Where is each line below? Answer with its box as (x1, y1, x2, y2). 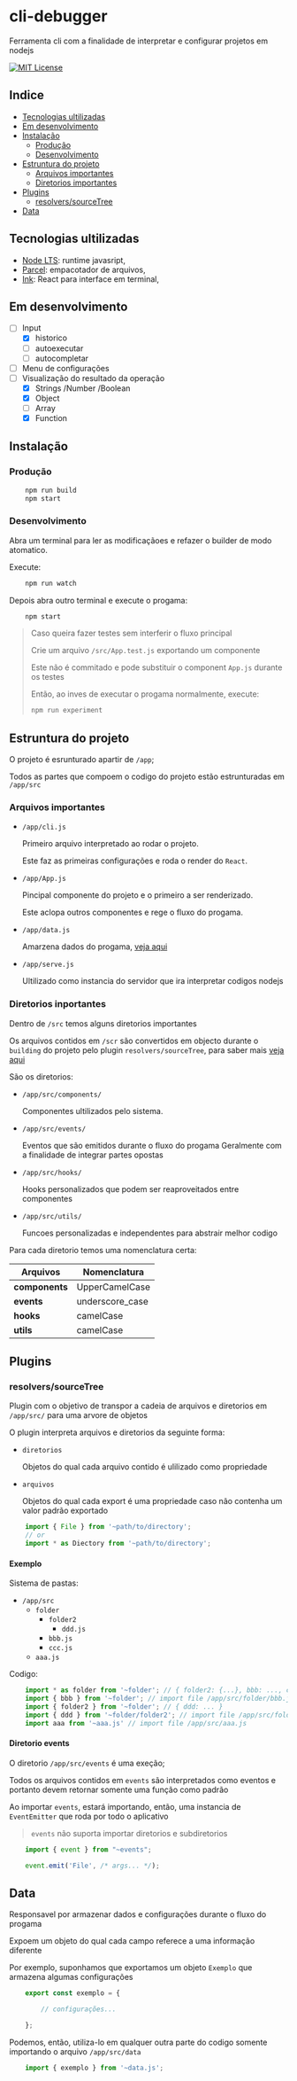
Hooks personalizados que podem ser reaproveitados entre (21, 1183, 240, 1194)
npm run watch (25, 579, 77, 588)
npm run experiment (30, 706, 103, 715)
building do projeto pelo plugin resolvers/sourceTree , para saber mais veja (9, 1044, 285, 1056)
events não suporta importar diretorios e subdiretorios (30, 1828, 228, 1838)
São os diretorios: (9, 1071, 73, 1082)
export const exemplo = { (25, 1989, 121, 1998)
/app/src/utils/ (21, 1212, 82, 1220)
